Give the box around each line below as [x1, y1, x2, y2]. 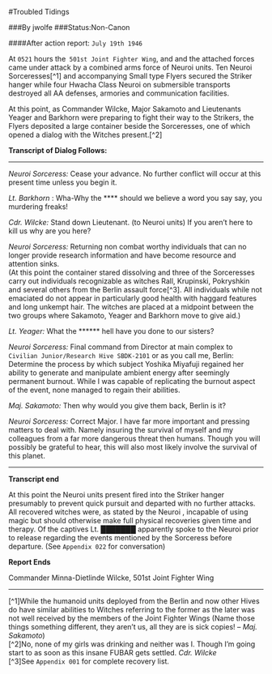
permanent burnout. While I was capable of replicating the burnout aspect [8, 377, 256, 386]
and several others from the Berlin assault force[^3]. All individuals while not [8, 285, 262, 294]
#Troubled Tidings [8, 7, 70, 16]
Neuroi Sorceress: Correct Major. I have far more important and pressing [8, 416, 250, 426]
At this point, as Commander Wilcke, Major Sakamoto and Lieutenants [8, 105, 241, 113]
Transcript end [8, 474, 59, 484]
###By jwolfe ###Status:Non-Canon [8, 23, 130, 32]
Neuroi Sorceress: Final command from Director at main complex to [8, 342, 233, 352]
